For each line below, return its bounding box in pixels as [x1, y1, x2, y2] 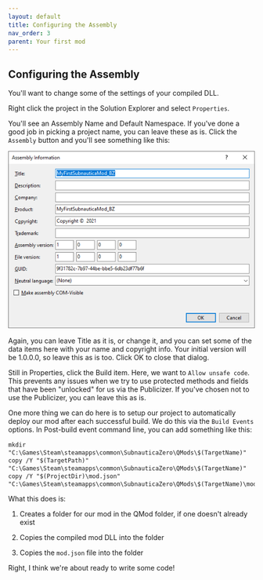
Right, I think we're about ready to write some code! [8, 563, 175, 572]
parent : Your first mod [8, 38, 86, 46]
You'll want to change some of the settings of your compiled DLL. [8, 89, 219, 98]
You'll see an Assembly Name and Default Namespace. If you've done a [8, 119, 240, 129]
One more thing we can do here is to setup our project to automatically [8, 408, 236, 418]
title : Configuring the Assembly [8, 20, 117, 29]
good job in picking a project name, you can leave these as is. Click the [8, 127, 237, 137]
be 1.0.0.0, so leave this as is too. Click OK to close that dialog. [8, 352, 210, 362]
